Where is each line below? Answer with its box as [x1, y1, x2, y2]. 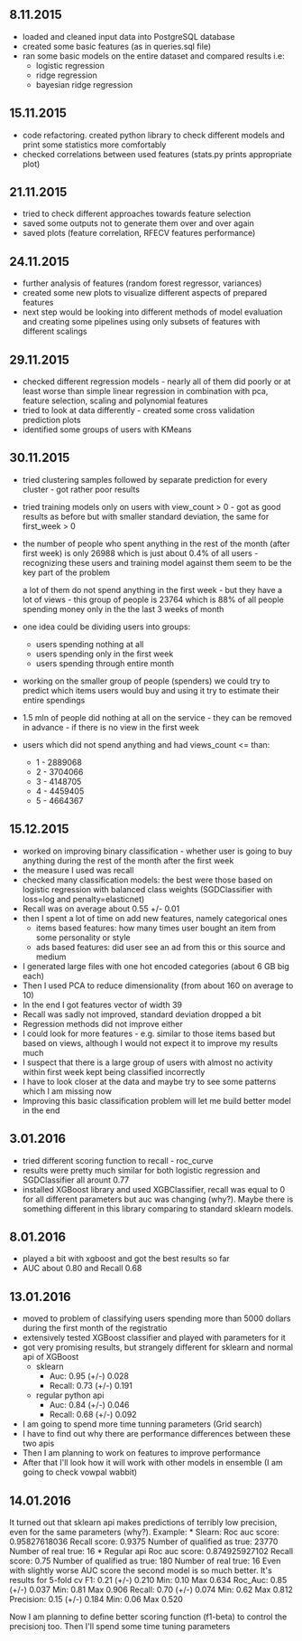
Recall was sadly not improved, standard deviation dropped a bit [22, 1008, 261, 1020]
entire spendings [22, 694, 86, 705]
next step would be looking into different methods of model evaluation [22, 307, 283, 317]
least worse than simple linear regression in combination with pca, [22, 386, 269, 397]
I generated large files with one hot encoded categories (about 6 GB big [22, 960, 290, 971]
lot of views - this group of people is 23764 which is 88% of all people [22, 594, 284, 605]
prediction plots [22, 415, 81, 426]
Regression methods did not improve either [22, 1018, 183, 1029]
